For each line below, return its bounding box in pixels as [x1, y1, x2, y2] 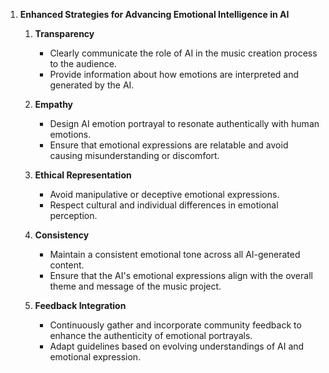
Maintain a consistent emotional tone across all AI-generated [49, 249, 301, 260]
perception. [49, 210, 98, 221]
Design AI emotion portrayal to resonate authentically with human [49, 118, 320, 129]
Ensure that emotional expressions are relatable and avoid [49, 139, 289, 151]
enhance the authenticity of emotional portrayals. [49, 330, 253, 341]
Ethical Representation [34, 169, 132, 181]
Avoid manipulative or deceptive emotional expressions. [49, 189, 280, 200]
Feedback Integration [34, 300, 127, 311]
